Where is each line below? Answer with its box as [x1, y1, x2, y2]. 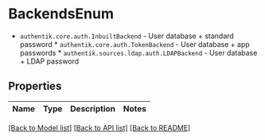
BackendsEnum [8, 5, 114, 23]
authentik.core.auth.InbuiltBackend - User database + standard [19, 31, 235, 41]
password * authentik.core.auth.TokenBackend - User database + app [19, 39, 251, 49]
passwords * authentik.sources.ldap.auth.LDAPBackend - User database [19, 48, 258, 57]
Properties [8, 80, 62, 93]
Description [70, 103, 115, 114]
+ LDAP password [19, 56, 80, 66]
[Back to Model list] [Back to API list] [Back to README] [8, 122, 191, 132]
